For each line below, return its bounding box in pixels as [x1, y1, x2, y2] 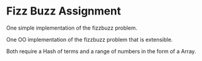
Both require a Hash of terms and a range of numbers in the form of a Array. [6, 47, 197, 55]
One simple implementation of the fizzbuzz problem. [6, 24, 138, 31]
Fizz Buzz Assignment [6, 4, 121, 18]
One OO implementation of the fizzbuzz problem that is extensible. [6, 36, 173, 43]
